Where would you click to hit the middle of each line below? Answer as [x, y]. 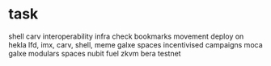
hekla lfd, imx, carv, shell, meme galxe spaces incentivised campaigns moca [135, 44]
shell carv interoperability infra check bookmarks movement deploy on [126, 36]
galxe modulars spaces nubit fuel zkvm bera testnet [95, 53]
